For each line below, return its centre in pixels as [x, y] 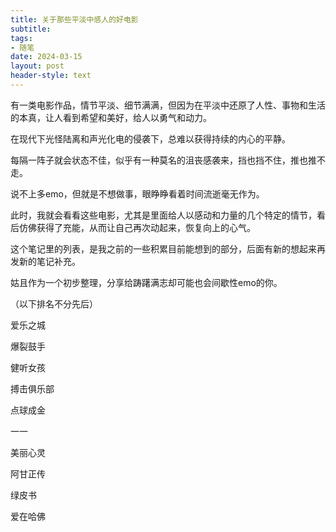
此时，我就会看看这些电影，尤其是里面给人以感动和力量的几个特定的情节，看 [168, 215]
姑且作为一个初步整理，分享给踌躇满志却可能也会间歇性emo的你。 [146, 282]
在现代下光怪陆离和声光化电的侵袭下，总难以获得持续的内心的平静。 [150, 138]
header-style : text [51, 76]
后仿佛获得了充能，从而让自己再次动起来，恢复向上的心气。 [133, 227]
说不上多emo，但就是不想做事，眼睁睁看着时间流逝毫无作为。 [137, 193]
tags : [21, 38]
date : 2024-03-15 [46, 57]
